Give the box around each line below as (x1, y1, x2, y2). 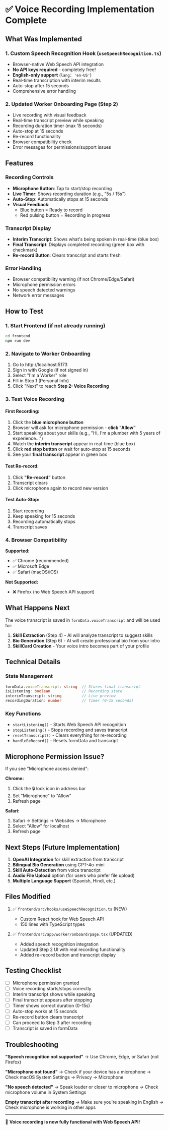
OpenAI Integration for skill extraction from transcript (12, 856, 124, 862)
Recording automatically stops (12, 518, 75, 524)
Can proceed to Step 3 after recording (12, 1020, 92, 1026)
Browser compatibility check (12, 139, 72, 145)
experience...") (12, 435, 43, 442)
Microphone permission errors (12, 281, 76, 288)
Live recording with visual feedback (12, 112, 87, 118)
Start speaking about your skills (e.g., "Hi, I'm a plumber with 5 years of (12, 430, 161, 436)
